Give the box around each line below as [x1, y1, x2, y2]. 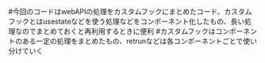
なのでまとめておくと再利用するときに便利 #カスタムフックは [14, 27, 216, 35]
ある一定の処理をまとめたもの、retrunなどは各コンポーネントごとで [21, 36, 244, 46]
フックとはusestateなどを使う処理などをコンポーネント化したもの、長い [8, 17, 245, 26]
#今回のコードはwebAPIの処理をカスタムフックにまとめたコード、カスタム [8, 7, 252, 16]
